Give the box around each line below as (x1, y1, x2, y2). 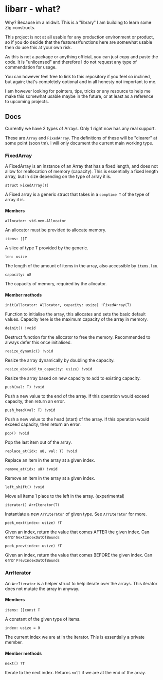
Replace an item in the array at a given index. (5, 457, 95, 463)
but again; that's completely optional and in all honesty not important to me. (5, 79, 157, 85)
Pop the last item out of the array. (5, 439, 72, 445)
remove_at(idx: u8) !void (5, 467, 57, 472)
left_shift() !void (5, 485, 45, 489)
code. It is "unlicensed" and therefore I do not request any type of (5, 59, 137, 65)
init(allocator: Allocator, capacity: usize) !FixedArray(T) (5, 303, 132, 308)
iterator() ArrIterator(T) (5, 503, 60, 507)
